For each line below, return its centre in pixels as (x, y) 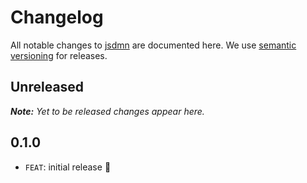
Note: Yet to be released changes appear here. (107, 111)
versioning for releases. (59, 55)
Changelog (57, 17)
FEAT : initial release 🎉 (68, 167)
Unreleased (47, 87)
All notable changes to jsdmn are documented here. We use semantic (153, 45)
